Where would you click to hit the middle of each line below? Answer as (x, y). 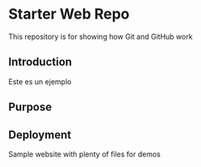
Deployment (40, 135)
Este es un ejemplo (40, 81)
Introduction (40, 62)
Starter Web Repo (69, 14)
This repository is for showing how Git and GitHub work (100, 36)
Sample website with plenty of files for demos (85, 154)
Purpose (30, 107)
